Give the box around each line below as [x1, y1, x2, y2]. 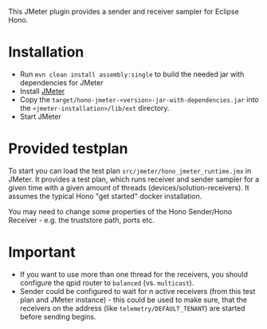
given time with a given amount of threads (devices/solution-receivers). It [8, 182, 249, 192]
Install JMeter [19, 86, 65, 96]
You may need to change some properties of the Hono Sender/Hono [8, 206, 233, 216]
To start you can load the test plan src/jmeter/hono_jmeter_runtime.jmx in [8, 166, 252, 175]
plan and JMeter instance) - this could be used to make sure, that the [19, 295, 247, 304]
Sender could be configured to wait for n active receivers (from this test [19, 286, 256, 296]
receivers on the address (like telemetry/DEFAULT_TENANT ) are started [19, 303, 245, 313]
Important [8, 243, 76, 261]
